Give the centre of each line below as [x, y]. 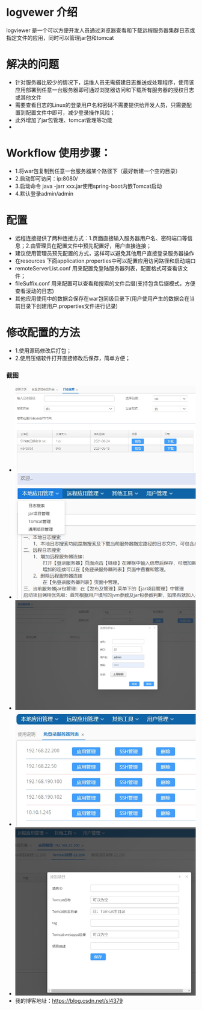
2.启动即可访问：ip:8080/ [46, 178]
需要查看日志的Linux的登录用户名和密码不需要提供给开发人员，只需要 [101, 105]
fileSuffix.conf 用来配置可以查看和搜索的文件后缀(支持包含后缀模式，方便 [105, 283]
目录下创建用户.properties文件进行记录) [69, 306]
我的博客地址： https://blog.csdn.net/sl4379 [69, 1001]
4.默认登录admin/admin [44, 193]
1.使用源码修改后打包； [43, 350]
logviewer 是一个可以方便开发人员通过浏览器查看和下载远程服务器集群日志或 [101, 30]
